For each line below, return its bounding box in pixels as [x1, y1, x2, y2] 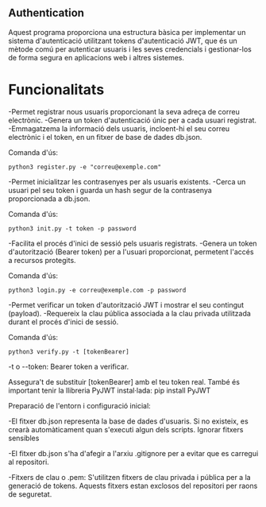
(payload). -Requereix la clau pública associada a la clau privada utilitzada [8, 308, 252, 318]
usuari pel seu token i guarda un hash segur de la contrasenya [8, 185, 212, 195]
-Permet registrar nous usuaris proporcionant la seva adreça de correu [8, 106, 240, 116]
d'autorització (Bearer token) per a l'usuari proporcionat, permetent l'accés [8, 246, 254, 257]
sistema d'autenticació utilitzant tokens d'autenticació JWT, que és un [8, 36, 238, 45]
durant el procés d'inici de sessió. [8, 317, 119, 327]
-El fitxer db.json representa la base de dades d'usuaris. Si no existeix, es [8, 416, 249, 426]
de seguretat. [8, 489, 52, 499]
